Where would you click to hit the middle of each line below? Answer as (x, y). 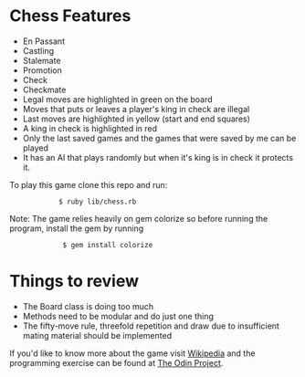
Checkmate (44, 89)
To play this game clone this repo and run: (89, 184)
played (35, 148)
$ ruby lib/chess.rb (97, 202)
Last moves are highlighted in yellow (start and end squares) (137, 119)
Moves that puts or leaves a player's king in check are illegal (136, 109)
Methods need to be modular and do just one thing (118, 316)
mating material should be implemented (97, 335)
